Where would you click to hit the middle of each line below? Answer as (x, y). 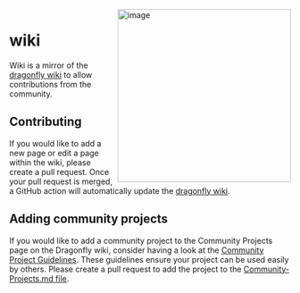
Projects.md (31, 278)
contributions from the (50, 84)
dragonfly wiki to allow (51, 74)
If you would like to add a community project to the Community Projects (141, 240)
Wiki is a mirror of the (49, 65)
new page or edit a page (54, 153)
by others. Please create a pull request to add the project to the (125, 269)
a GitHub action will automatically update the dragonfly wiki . (120, 190)
